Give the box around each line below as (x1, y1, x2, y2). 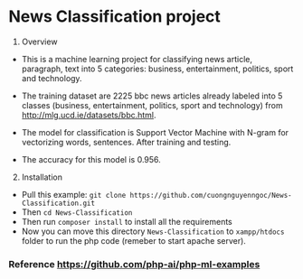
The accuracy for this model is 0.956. (21, 153, 162, 164)
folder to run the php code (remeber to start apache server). (21, 235, 246, 246)
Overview (21, 36, 58, 47)
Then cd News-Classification (21, 206, 133, 218)
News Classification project (8, 6, 221, 27)
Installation (21, 172, 63, 182)
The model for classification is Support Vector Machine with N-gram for (21, 126, 289, 137)
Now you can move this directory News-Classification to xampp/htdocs (21, 226, 285, 237)
